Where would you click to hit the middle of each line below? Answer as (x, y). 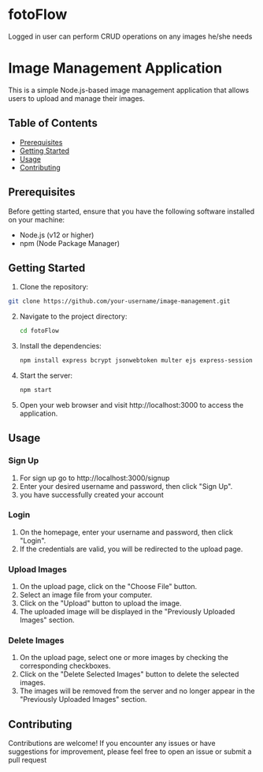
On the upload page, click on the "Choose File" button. (108, 587)
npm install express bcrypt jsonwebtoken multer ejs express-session (136, 360)
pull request (28, 760)
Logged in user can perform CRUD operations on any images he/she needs (130, 36)
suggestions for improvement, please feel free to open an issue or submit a (130, 751)
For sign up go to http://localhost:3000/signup (94, 478)
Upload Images (37, 569)
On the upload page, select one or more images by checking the (124, 658)
